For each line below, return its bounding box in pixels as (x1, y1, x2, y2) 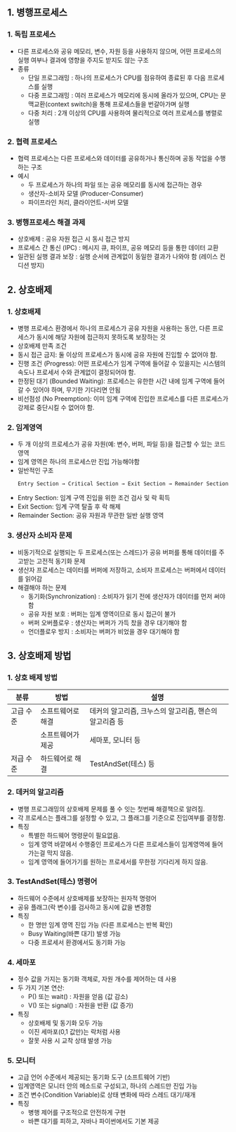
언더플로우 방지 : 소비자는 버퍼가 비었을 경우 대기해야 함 (27, 627, 181, 635)
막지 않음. (46, 848, 74, 857)
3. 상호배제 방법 (7, 649, 72, 661)
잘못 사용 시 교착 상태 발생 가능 (27, 1036, 112, 1045)
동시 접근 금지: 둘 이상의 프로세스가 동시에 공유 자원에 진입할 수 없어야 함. (17, 350, 218, 359)
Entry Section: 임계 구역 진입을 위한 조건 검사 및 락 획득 (17, 494, 171, 502)
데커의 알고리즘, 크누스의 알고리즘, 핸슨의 (89, 707, 218, 716)
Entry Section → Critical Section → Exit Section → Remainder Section (17, 480, 229, 487)
